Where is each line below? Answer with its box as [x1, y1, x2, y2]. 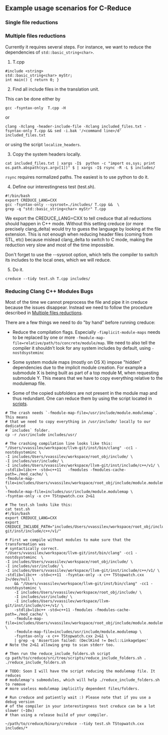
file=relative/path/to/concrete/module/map [12, 340, 105, 346]
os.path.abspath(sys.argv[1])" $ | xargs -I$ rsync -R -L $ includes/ [5, 165, 155, 170]
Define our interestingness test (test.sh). [12, 184, 96, 190]
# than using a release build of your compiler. [5, 712, 108, 717]
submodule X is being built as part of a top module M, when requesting [12, 370, 159, 376]
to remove [5, 681, 26, 687]
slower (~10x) [5, 708, 35, 713]
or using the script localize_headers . [5, 141, 81, 147]
